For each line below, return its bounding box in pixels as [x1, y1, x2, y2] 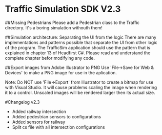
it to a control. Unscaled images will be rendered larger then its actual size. [5, 90, 155, 95]
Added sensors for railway [12, 119, 65, 125]
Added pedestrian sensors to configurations [12, 113, 101, 119]
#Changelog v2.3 [5, 99, 40, 105]
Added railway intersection [12, 109, 66, 114]
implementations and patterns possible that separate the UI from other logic [5, 39, 158, 45]
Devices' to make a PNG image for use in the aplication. [5, 69, 117, 75]
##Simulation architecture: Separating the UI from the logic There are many [5, 34, 157, 40]
